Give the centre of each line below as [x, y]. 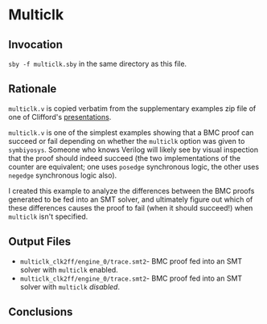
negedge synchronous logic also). [63, 175]
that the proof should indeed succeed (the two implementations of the [125, 158]
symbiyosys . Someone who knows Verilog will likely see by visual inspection [133, 150]
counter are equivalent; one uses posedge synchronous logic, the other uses [134, 166]
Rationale [33, 89]
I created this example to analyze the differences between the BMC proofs [131, 191]
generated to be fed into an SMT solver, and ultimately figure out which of [131, 199]
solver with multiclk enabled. [69, 269]
